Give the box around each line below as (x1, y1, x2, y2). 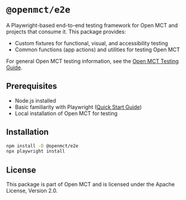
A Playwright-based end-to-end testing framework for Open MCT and (6, 21, 178, 29)
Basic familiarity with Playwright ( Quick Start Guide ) (14, 103, 142, 110)
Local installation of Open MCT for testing (14, 109, 118, 117)
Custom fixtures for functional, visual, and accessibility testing (14, 39, 168, 47)
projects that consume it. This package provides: (6, 28, 126, 35)
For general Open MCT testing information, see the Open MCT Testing (6, 57, 179, 64)
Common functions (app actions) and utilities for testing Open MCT (14, 46, 181, 53)
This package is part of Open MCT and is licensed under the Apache (6, 181, 175, 188)
